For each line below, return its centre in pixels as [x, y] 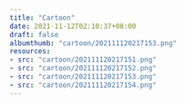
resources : [30, 52]
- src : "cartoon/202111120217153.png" [83, 77]
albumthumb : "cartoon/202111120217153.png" [93, 43]
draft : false [34, 34]
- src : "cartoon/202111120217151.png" [83, 60]
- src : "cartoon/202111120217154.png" [83, 85]
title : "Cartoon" [42, 18]
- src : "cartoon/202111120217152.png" [83, 69]
